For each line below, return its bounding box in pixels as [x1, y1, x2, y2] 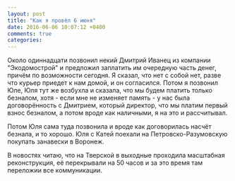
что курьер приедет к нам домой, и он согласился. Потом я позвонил [7, 78, 219, 87]
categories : [7, 37, 42, 44]
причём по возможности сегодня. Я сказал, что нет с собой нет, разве [7, 71, 222, 80]
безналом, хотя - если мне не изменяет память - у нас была [7, 93, 191, 103]
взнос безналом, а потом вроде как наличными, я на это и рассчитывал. [7, 109, 228, 117]
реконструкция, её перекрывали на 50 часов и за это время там [7, 158, 203, 167]
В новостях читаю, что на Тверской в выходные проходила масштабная [7, 151, 225, 160]
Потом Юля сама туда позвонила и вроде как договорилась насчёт [7, 122, 212, 131]
